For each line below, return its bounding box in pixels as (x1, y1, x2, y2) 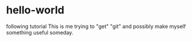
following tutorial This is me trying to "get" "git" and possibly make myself (6, 23, 186, 30)
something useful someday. (6, 29, 74, 36)
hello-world (6, 3, 65, 17)
